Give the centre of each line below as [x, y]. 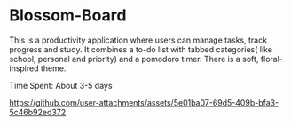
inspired [24, 68]
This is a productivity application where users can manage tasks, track [138, 40]
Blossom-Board [68, 16]
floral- [272, 59]
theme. [53, 68]
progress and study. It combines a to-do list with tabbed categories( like [141, 49]
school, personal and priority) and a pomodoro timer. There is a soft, [134, 59]
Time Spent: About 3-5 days [61, 85]
